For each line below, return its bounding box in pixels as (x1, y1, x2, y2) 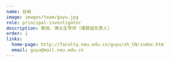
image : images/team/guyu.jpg (6, 14, 79, 20)
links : (6, 36, 23, 42)
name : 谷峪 (6, 8, 32, 15)
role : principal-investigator (6, 19, 82, 25)
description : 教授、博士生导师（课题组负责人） (6, 25, 112, 31)
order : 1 (6, 31, 28, 37)
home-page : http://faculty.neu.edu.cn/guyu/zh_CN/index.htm (11, 42, 164, 48)
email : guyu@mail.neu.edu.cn (11, 47, 84, 53)
